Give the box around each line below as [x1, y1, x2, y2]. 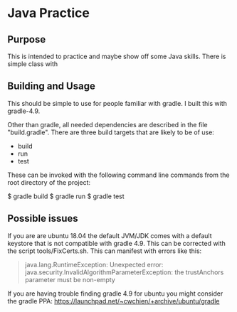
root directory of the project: [7, 178, 91, 186]
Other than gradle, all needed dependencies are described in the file [7, 120, 208, 129]
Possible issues [7, 213, 78, 225]
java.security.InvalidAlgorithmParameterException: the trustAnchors [24, 268, 224, 276]
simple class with [7, 60, 58, 68]
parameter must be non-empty [24, 275, 115, 284]
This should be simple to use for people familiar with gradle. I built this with [7, 99, 228, 107]
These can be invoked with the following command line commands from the [7, 171, 230, 179]
